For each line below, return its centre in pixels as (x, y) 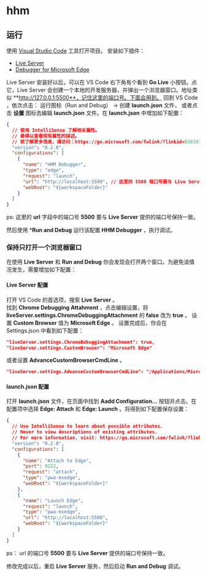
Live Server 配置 (27, 285)
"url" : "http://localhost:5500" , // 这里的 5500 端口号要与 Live (104, 182)
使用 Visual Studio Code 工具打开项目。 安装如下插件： (76, 51)
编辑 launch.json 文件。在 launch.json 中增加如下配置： (113, 113)
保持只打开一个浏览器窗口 (44, 247)
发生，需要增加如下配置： (44, 270)
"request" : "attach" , (50, 472)
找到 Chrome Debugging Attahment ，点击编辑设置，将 (77, 307)
